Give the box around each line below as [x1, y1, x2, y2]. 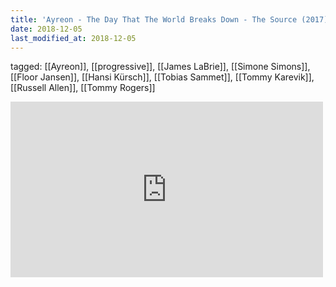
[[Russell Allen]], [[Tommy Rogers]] [10, 82, 156, 94]
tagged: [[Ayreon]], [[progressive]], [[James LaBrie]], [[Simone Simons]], [10, 61, 311, 73]
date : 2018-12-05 [10, 24, 83, 34]
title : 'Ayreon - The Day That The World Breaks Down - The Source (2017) [10, 14, 329, 25]
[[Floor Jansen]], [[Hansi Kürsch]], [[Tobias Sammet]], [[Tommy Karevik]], [10, 71, 315, 83]
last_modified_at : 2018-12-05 [10, 33, 137, 43]
